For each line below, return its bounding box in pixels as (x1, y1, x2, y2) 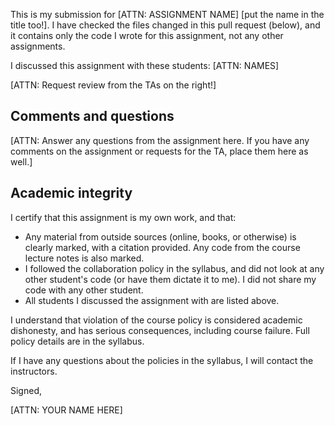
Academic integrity (10, 185, 133, 202)
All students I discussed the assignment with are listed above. (24, 294, 280, 306)
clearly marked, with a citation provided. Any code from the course (24, 241, 301, 253)
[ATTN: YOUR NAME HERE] (10, 404, 123, 416)
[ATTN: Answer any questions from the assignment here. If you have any (10, 134, 310, 146)
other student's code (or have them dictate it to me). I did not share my (24, 273, 317, 285)
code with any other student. (24, 284, 144, 296)
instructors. (10, 365, 58, 377)
